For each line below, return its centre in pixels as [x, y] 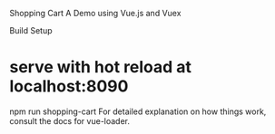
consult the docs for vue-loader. [69, 120]
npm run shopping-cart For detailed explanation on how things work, [138, 111]
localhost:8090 [69, 86]
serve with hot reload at [101, 67]
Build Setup [31, 30]
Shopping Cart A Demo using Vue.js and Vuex [95, 13]
